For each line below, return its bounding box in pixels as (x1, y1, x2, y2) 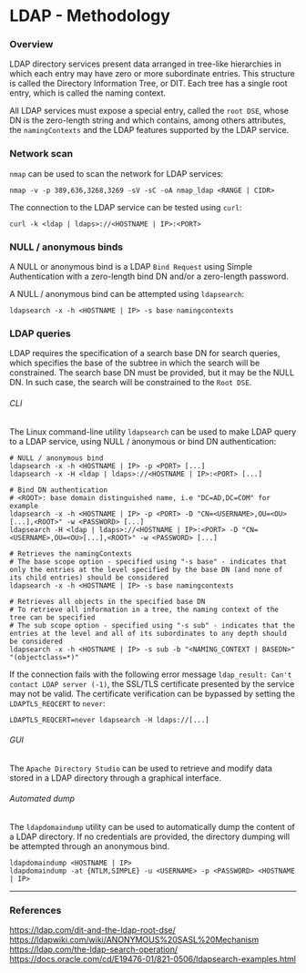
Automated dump (9, 794, 76, 804)
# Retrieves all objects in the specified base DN (9, 597, 206, 606)
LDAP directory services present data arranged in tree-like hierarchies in (9, 58, 282, 69)
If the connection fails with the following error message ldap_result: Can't (9, 669, 292, 680)
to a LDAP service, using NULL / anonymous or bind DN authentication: (9, 435, 277, 446)
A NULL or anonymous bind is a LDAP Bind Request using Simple (9, 261, 253, 272)
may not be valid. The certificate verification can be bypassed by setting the (9, 688, 296, 699)
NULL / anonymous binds (9, 241, 124, 253)
